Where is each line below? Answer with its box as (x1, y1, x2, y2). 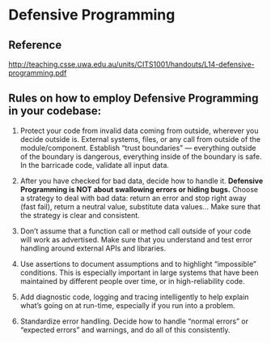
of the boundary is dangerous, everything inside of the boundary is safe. (19, 152, 262, 161)
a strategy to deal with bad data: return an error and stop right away (19, 193, 247, 203)
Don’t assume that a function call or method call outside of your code (19, 225, 252, 236)
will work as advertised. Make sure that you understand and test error (19, 234, 253, 244)
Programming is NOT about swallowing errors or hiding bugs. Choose (19, 184, 259, 194)
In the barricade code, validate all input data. (19, 160, 170, 169)
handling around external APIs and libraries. (19, 243, 167, 253)
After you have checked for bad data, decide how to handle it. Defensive (19, 176, 264, 186)
